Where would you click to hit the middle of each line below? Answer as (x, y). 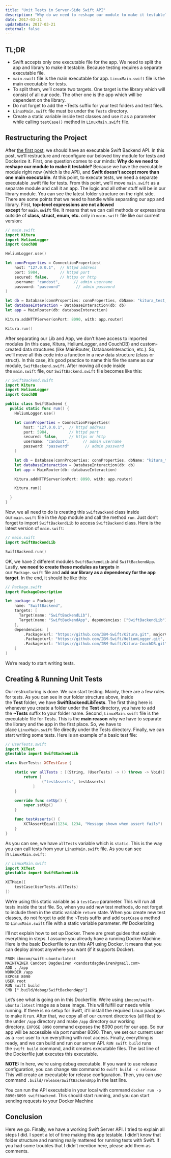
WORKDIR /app (19, 972)
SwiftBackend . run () (26, 552)
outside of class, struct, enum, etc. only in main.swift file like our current (83, 215)
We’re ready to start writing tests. (40, 663)
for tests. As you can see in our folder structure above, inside (69, 697)
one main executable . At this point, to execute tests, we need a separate (81, 177)
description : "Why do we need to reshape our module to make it (75, 15)
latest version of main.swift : (35, 528)
